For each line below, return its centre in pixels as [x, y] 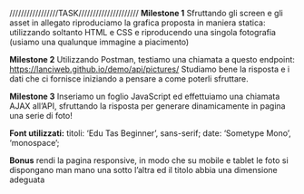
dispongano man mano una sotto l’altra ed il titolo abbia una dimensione [144, 170]
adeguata [27, 179]
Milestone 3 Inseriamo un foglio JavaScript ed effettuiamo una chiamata [145, 96]
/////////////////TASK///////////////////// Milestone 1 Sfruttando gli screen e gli [146, 13]
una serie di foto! [41, 116]
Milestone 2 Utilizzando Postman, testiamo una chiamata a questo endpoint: [152, 59]
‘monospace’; [34, 143]
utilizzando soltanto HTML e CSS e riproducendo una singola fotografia [143, 32]
